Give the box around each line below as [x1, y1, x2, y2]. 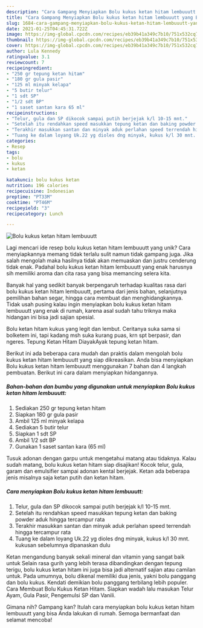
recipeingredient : [6, 65, 53, 71]
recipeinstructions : [6, 110, 59, 116]
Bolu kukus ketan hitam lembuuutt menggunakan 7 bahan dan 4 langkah [6, 363, 186, 370]
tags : [6, 149, 20, 155]
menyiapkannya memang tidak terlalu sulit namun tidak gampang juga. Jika [6, 251, 193, 258]
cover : [6, 43, 23, 49]
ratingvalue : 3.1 [6, 54, 50, 60]
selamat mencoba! [6, 617, 53, 624]
